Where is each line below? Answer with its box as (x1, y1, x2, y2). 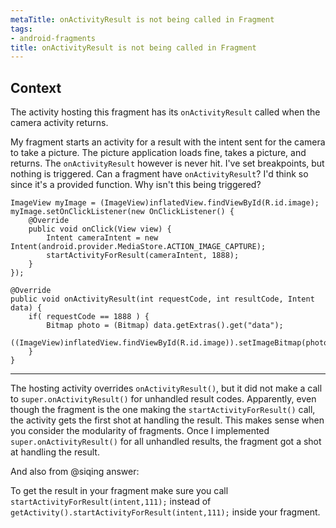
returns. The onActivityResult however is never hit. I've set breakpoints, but (10, 157, 325, 170)
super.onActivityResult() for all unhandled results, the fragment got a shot (10, 436, 322, 448)
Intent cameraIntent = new (46, 233, 159, 243)
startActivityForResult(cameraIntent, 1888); (46, 251, 240, 261)
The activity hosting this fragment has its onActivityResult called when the (10, 106, 321, 118)
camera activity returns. (10, 117, 109, 129)
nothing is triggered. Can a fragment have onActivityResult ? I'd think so (10, 168, 309, 180)
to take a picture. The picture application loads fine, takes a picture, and (10, 147, 307, 159)
